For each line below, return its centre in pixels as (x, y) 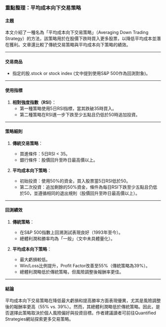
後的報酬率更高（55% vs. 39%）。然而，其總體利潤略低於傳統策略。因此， (81, 307)
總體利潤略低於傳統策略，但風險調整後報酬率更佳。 (72, 272)
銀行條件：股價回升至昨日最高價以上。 (59, 160)
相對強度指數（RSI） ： (34, 102)
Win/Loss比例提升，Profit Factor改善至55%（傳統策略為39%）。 (85, 265)
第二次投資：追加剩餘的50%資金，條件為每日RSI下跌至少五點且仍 (86, 187)
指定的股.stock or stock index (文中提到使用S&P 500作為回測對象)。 (81, 73)
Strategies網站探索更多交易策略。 (39, 319)
